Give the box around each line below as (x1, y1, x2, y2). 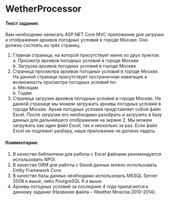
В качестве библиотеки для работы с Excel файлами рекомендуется (12, 151, 161, 157)
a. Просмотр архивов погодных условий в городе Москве (12, 58, 139, 64)
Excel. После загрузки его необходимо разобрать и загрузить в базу (12, 111, 162, 118)
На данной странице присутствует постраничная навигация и (12, 74, 147, 80)
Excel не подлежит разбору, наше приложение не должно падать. (12, 128, 156, 134)
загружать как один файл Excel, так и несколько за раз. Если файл (12, 123, 157, 129)
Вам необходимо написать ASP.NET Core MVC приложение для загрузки (5, 32, 164, 38)
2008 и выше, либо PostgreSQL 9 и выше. (12, 178, 103, 184)
